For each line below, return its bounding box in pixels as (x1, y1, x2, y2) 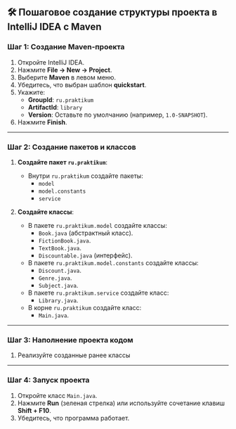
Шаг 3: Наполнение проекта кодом (7, 335, 133, 345)
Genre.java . (38, 274, 72, 282)
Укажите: (17, 88, 46, 96)
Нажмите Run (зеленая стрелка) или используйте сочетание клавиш (17, 399, 225, 407)
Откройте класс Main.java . (17, 391, 98, 399)
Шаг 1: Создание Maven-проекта (7, 42, 125, 52)
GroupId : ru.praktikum (27, 95, 94, 104)
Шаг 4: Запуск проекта (7, 376, 90, 385)
